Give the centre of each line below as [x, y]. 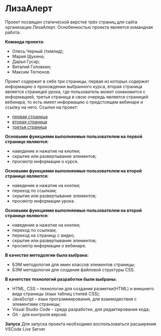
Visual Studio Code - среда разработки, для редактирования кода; [81, 309]
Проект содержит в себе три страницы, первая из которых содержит [77, 81]
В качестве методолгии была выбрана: [47, 255]
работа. [13, 32]
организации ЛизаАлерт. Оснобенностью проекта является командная [79, 27]
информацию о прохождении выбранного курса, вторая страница [74, 86]
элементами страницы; [36, 304]
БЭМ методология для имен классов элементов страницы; [73, 264]
